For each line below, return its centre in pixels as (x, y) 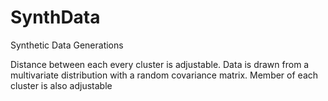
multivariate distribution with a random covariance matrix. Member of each (164, 75)
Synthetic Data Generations (67, 45)
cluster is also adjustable (61, 85)
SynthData (55, 17)
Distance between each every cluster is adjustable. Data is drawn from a (160, 64)
